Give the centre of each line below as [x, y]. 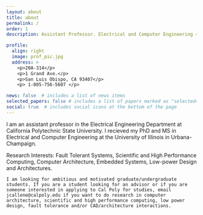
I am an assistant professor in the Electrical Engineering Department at [94, 124]
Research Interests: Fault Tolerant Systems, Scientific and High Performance [101, 155]
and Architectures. [29, 168]
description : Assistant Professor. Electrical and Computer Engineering [100, 35]
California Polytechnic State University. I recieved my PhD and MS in [91, 130]
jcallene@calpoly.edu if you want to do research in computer [86, 195]
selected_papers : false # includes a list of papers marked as [88, 101]
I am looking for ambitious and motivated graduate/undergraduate [92, 179]
